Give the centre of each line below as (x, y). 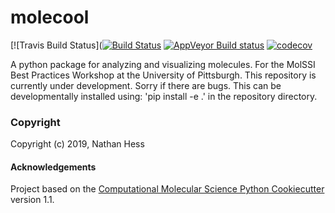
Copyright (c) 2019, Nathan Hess (77, 144)
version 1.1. (32, 200)
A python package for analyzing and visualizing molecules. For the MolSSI (163, 64)
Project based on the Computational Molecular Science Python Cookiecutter (167, 189)
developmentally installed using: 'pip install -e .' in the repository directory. (164, 96)
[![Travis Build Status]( (56, 45)
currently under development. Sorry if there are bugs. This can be (146, 85)
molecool (50, 17)
